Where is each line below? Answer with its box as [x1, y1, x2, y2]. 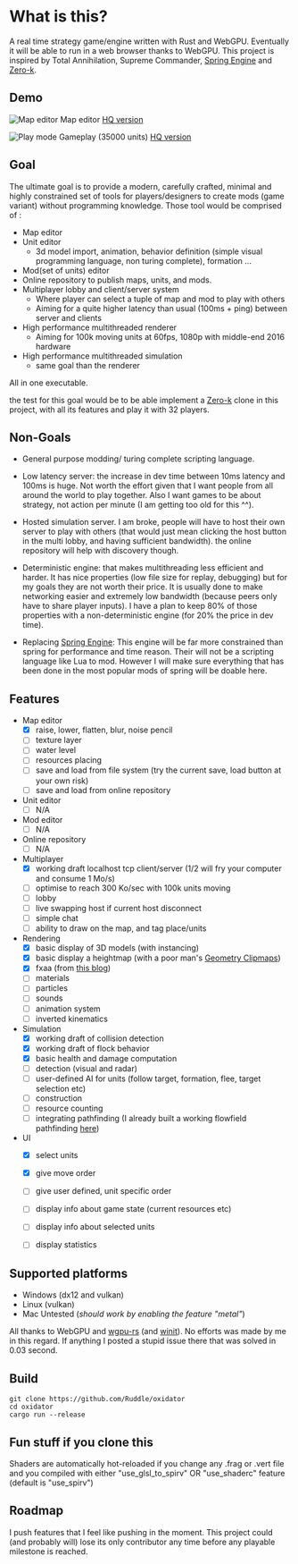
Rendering [21, 933, 61, 944]
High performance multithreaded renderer [21, 322, 177, 333]
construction [35, 1093, 83, 1103]
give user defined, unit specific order [35, 1186, 172, 1196]
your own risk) [35, 775, 89, 786]
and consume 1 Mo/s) [35, 873, 116, 883]
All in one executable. [9, 377, 89, 388]
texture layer [35, 735, 82, 746]
